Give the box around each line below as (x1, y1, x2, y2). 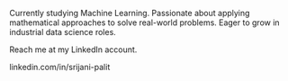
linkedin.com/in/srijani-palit (9, 62, 111, 72)
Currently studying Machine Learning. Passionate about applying (9, 8, 250, 18)
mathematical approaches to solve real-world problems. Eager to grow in (9, 17, 281, 28)
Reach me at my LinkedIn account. (9, 44, 138, 55)
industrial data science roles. (9, 27, 117, 37)
